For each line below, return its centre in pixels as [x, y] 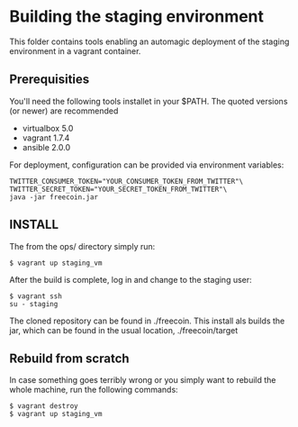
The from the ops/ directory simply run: [82, 246]
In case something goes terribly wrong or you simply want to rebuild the [143, 380]
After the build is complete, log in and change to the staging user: [131, 279]
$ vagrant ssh [36, 296]
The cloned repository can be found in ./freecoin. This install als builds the [147, 321]
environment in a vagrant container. [75, 50]
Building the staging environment [136, 17]
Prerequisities [50, 80]
